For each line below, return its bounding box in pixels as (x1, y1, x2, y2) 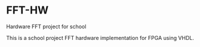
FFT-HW (6, 4, 49, 17)
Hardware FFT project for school (6, 23, 87, 30)
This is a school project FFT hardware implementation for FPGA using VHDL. (6, 34, 194, 41)
